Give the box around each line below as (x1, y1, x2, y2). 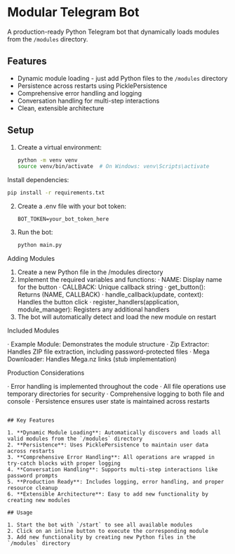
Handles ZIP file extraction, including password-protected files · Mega (7, 347, 210, 356)
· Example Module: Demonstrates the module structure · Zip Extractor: (7, 340, 210, 349)
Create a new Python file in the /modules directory (17, 268, 163, 276)
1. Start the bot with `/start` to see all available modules (7, 522, 193, 529)
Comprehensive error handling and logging (17, 89, 142, 97)
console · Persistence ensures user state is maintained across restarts (7, 397, 210, 406)
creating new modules (7, 497, 71, 504)
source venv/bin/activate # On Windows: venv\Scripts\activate (17, 163, 210, 170)
